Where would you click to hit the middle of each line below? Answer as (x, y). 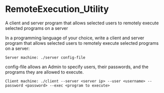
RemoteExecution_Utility (57, 9)
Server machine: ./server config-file (45, 57)
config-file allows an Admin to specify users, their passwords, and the (77, 67)
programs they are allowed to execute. (44, 72)
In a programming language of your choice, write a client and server (75, 38)
